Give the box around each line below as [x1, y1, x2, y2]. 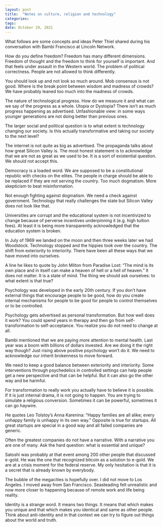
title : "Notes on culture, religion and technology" [5, 12, 116, 17]
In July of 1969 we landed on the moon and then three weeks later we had [5, 237, 153, 244]
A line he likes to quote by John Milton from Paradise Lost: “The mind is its [5, 263, 154, 268]
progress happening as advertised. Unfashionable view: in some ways [5, 108, 146, 114]
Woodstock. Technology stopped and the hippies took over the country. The [5, 243, 158, 248]
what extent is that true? [5, 278, 53, 284]
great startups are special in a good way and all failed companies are [5, 422, 143, 429]
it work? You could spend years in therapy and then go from [5, 318, 125, 323]
